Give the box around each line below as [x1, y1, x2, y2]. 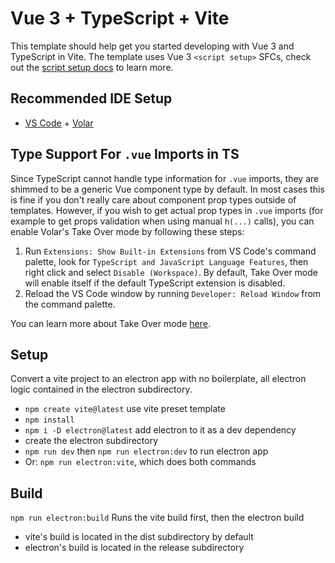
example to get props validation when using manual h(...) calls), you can [10, 215, 315, 227]
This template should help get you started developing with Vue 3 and [10, 40, 295, 52]
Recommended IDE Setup [10, 90, 173, 107]
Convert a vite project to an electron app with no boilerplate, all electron [10, 373, 307, 385]
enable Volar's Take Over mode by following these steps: [10, 225, 245, 237]
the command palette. [24, 298, 116, 310]
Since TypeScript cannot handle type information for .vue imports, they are [10, 172, 320, 184]
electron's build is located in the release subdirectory [24, 542, 245, 554]
